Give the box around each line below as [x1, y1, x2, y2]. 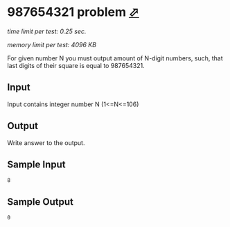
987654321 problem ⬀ [7, 4, 140, 20]
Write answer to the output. [7, 138, 85, 146]
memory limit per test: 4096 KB [7, 40, 97, 49]
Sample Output [7, 196, 74, 208]
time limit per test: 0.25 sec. [7, 27, 87, 35]
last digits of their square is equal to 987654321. [7, 61, 145, 69]
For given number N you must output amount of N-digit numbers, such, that [7, 53, 223, 62]
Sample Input [7, 158, 66, 170]
